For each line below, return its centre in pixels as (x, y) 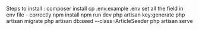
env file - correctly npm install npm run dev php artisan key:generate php (96, 15)
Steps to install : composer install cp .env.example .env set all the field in (95, 9)
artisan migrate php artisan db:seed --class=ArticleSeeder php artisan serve (99, 21)
